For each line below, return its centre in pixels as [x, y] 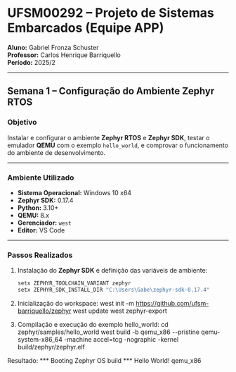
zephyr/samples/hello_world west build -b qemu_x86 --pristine [109, 332]
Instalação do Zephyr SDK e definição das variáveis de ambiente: [112, 271]
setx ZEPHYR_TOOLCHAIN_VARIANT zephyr [74, 283]
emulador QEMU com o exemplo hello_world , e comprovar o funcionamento [118, 145]
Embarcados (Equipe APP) [86, 28]
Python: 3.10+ [38, 207]
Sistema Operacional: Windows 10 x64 [74, 192]
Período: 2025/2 [32, 62]
